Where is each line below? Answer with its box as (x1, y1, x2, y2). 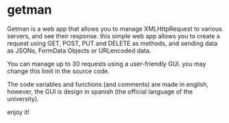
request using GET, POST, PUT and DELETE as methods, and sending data (7, 39, 218, 47)
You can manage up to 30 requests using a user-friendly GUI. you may (7, 59, 207, 68)
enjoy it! (7, 108, 29, 116)
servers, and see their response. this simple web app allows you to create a (7, 31, 221, 40)
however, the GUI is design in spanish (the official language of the (7, 87, 193, 96)
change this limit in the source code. (7, 67, 110, 75)
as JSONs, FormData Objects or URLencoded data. (7, 46, 152, 55)
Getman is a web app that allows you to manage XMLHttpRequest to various (7, 25, 223, 33)
